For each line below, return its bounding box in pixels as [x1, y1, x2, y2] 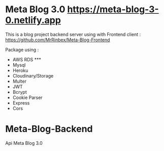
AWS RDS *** [12, 56, 42, 62]
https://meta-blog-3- [67, 4, 159, 15]
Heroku [12, 67, 28, 73]
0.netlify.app [5, 14, 61, 26]
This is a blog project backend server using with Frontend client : [5, 31, 141, 37]
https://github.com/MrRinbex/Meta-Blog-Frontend [5, 37, 110, 43]
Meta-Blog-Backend [5, 123, 93, 135]
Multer [12, 78, 27, 84]
